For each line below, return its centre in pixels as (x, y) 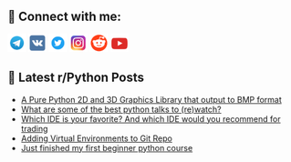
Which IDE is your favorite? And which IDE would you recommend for (151, 118)
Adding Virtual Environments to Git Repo (97, 138)
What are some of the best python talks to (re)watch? (121, 109)
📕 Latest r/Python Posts (76, 78)
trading (34, 128)
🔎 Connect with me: (64, 17)
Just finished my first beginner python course (107, 147)
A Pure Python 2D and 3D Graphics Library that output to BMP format (151, 99)
